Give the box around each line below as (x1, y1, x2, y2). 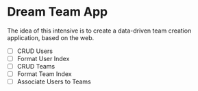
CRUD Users (16, 47, 53, 55)
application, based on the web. (7, 33, 95, 41)
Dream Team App (7, 4, 108, 20)
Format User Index (16, 55, 70, 62)
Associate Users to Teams (16, 77, 91, 86)
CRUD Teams (16, 62, 55, 71)
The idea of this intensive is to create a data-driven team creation (7, 26, 192, 35)
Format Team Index (16, 70, 72, 78)
